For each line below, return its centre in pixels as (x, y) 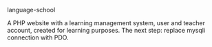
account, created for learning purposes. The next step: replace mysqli (106, 30)
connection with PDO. (38, 37)
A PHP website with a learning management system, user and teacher (106, 23)
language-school (31, 10)
